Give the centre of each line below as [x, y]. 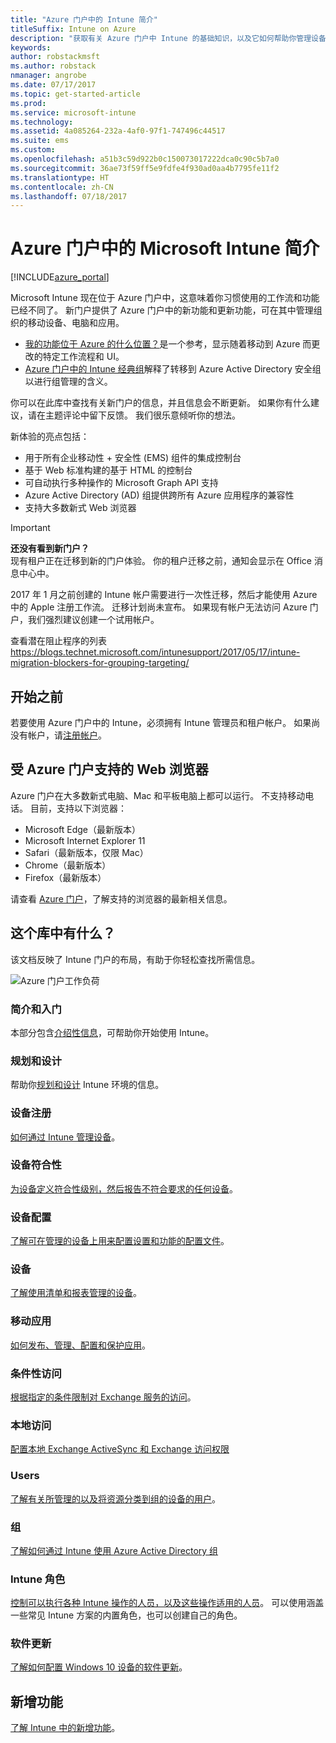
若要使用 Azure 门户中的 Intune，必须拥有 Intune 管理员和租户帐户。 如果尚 [165, 722]
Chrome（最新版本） [68, 865]
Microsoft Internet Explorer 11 [85, 840]
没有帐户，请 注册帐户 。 [58, 735]
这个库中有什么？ [63, 933]
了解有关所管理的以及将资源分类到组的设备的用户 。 [115, 1498]
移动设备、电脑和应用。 [76, 323]
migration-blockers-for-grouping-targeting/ [100, 663]
